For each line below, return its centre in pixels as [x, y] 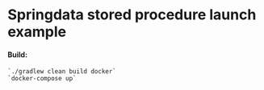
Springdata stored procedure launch [132, 15]
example [37, 32]
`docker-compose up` [42, 79]
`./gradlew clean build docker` [62, 72]
